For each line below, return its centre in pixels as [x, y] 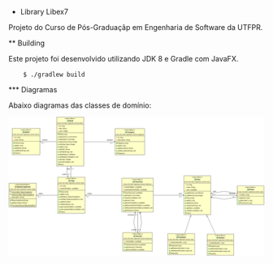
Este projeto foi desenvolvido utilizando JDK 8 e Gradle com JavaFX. [123, 59]
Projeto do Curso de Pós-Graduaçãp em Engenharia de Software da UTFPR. [136, 27]
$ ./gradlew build [54, 75]
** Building [27, 43]
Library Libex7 [44, 12]
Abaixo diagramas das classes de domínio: [80, 105]
